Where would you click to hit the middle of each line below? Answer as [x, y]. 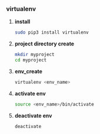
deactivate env [33, 115]
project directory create [44, 44]
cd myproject [31, 60]
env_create [29, 71]
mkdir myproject [34, 55]
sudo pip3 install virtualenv [52, 32]
